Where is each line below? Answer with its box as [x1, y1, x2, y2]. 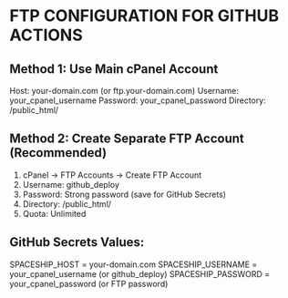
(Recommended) [9, 145, 108, 160]
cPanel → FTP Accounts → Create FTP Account [22, 170, 202, 180]
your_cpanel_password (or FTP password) [9, 278, 169, 289]
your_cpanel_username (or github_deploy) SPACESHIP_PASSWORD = [9, 268, 271, 279]
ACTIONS [9, 25, 84, 46]
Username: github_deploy [22, 179, 120, 190]
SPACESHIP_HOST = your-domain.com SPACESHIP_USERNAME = [9, 259, 258, 270]
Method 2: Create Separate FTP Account [9, 131, 244, 147]
